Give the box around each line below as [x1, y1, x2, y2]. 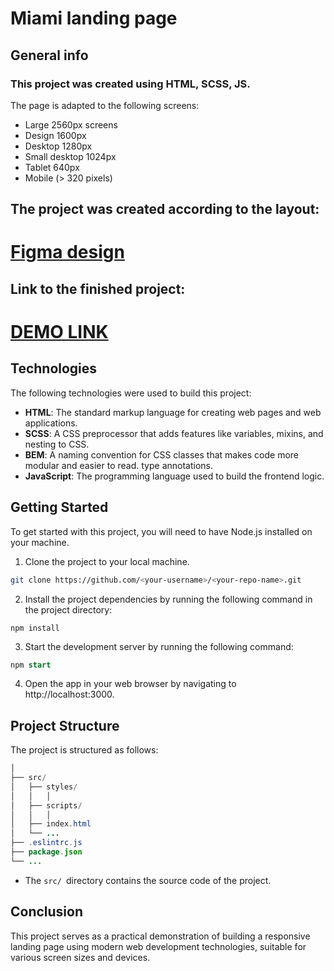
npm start [10, 660, 52, 670]
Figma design [10, 241, 125, 264]
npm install [10, 623, 60, 633]
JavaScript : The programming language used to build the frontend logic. [24, 470, 325, 482]
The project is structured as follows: [10, 744, 159, 756]
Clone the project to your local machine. [24, 555, 190, 567]
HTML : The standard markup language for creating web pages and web [24, 406, 322, 418]
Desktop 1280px [24, 140, 93, 152]
